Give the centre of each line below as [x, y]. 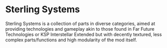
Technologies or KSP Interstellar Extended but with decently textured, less [84, 34]
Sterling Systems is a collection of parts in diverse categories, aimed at [80, 23]
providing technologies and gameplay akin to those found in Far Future [80, 29]
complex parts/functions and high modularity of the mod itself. [71, 40]
